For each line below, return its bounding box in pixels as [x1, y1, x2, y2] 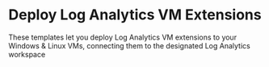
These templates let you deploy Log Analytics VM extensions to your [8, 32, 237, 42]
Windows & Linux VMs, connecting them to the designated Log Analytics [8, 40, 250, 50]
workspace [8, 49, 46, 59]
